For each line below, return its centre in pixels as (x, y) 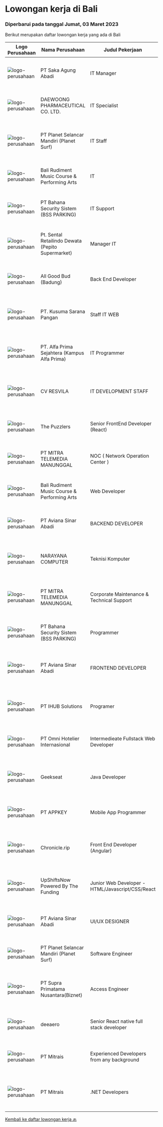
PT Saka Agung (58, 70)
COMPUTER (54, 562)
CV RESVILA (55, 391)
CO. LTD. (51, 112)
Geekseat (51, 777)
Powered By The (59, 886)
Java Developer (108, 777)
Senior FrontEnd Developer (121, 424)
